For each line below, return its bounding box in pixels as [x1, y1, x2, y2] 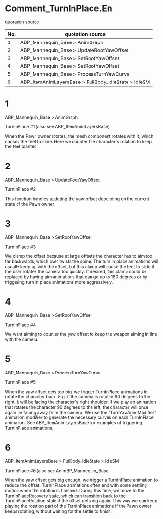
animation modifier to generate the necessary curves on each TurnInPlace [5, 415, 154, 420]
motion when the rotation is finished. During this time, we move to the [5, 487, 145, 493]
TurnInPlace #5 [5, 379, 36, 385]
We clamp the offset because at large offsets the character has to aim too [5, 253, 153, 259]
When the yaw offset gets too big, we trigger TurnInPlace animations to [5, 389, 148, 394]
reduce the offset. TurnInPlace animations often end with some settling [5, 482, 147, 488]
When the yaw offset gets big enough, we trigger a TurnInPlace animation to [5, 477, 158, 483]
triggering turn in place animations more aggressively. [5, 279, 113, 285]
